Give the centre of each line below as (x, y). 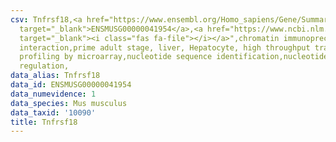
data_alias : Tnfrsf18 (55, 76)
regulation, (44, 66)
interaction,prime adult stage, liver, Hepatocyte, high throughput (165, 47)
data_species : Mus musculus (69, 103)
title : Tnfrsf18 (44, 122)
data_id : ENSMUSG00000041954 (71, 85)
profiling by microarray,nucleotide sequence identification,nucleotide (174, 57)
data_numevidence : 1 (53, 94)
